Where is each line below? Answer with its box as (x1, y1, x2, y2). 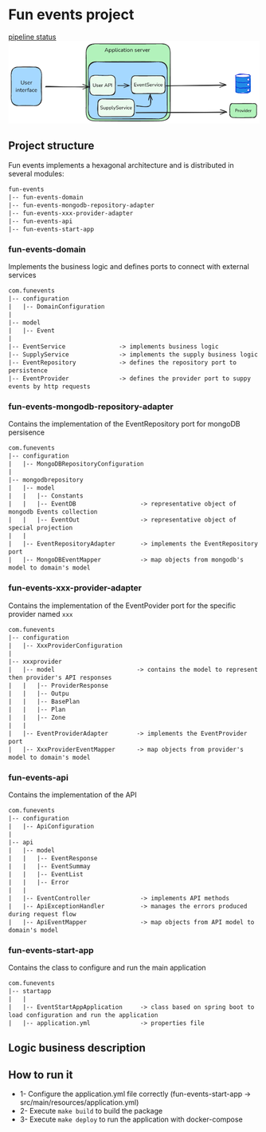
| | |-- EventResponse (8, 854, 98, 862)
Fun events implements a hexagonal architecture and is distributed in (8, 160, 234, 169)
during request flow (8, 910, 77, 918)
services (8, 270, 37, 280)
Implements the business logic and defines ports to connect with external (8, 262, 249, 272)
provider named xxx (8, 609, 73, 618)
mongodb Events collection (8, 508, 98, 516)
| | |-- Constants (8, 492, 84, 500)
